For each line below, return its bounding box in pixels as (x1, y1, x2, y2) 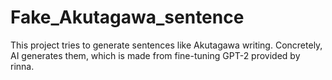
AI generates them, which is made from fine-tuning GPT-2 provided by (10, 49, 301, 61)
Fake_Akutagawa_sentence (10, 6, 245, 29)
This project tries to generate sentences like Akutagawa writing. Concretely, (10, 39, 323, 51)
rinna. (10, 60, 35, 72)
